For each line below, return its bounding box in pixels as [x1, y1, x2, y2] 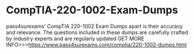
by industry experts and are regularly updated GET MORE [6, 35, 145, 42]
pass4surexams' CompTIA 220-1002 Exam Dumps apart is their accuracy [6, 23, 183, 30]
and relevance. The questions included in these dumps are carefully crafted [6, 28, 188, 35]
